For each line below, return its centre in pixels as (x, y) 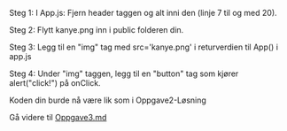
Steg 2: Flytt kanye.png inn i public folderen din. (97, 30)
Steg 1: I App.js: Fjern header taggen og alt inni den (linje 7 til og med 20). (143, 13)
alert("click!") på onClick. (55, 83)
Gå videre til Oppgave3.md (58, 117)
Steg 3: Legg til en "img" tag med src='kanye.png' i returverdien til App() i (144, 47)
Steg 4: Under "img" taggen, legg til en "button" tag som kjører (124, 73)
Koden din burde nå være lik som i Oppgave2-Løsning (108, 100)
